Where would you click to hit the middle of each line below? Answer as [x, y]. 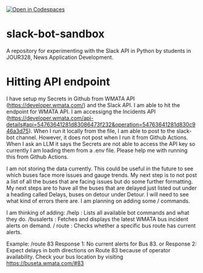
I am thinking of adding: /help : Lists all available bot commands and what [98, 212]
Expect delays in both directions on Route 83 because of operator [88, 250]
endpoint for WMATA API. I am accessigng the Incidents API [81, 111]
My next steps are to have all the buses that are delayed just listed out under [101, 188]
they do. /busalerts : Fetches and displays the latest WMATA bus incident [98, 219]
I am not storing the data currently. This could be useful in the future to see [100, 168]
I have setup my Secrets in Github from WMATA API [71, 98]
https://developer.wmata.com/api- [51, 118]
